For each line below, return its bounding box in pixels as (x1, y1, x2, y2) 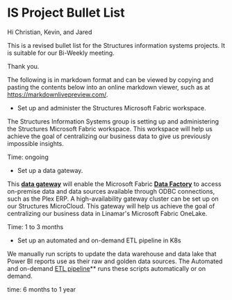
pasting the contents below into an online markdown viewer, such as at (7, 83, 210, 91)
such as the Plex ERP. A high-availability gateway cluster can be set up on (7, 194, 219, 203)
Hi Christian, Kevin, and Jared (7, 28, 92, 36)
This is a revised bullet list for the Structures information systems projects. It (7, 41, 226, 49)
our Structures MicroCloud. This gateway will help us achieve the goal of (7, 201, 215, 210)
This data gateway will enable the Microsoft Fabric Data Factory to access (7, 179, 222, 188)
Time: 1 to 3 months (7, 222, 64, 231)
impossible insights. (7, 139, 65, 147)
